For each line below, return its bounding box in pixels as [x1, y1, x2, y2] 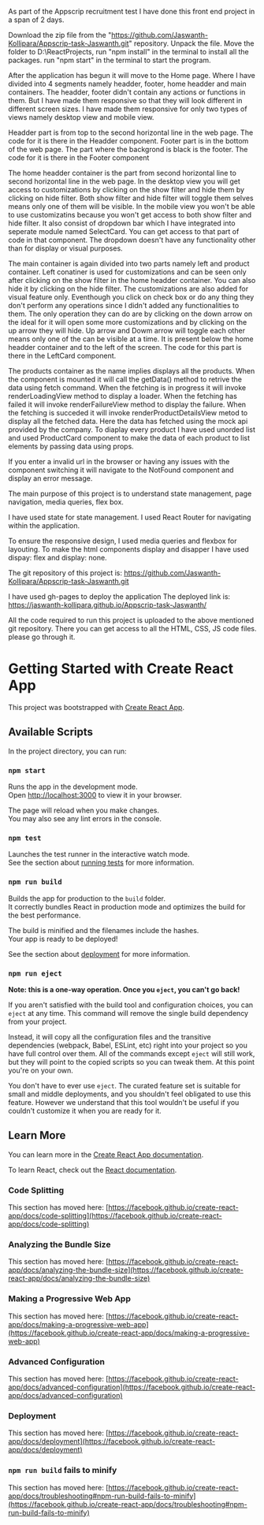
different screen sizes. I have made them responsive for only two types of [8, 104, 247, 113]
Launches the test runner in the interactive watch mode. [8, 850, 191, 859]
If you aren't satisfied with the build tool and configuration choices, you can [8, 1000, 254, 1010]
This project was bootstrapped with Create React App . [8, 702, 185, 712]
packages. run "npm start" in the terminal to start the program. [8, 55, 211, 65]
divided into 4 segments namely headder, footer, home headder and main [8, 79, 247, 88]
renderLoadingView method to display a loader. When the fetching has [8, 392, 238, 400]
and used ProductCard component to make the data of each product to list [8, 433, 251, 442]
